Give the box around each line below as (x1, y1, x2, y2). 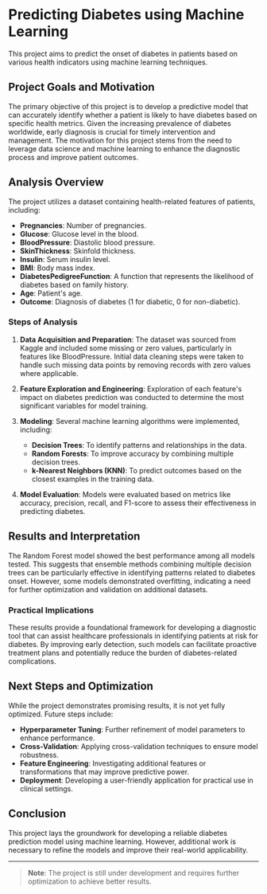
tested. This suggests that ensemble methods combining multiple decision (8, 559, 252, 569)
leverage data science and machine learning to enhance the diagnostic (8, 143, 241, 153)
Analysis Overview (8, 175, 104, 189)
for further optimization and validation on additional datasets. (8, 584, 208, 594)
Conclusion (8, 807, 67, 821)
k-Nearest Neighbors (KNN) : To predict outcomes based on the (31, 465, 242, 475)
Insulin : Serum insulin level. (19, 254, 110, 264)
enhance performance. (19, 733, 95, 743)
